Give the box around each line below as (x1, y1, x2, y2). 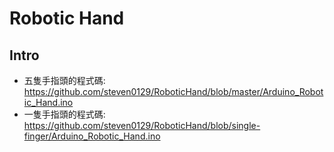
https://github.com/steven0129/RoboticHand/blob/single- (23, 120, 261, 131)
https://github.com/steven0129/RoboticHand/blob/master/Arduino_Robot (23, 86, 324, 97)
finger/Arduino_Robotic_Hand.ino (23, 130, 161, 142)
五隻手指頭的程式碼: (23, 75, 106, 86)
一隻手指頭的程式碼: (23, 108, 106, 120)
